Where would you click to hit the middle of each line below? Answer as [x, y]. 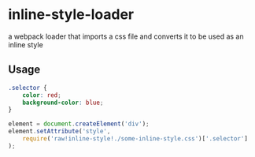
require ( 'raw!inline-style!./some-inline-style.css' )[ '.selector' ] [135, 139]
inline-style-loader [71, 15]
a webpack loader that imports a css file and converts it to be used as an [126, 36]
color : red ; [42, 95]
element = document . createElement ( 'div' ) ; [79, 124]
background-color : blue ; [63, 103]
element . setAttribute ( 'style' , [59, 132]
